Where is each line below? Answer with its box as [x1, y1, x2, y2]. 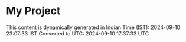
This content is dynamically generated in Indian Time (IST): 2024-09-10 [6, 24, 181, 31]
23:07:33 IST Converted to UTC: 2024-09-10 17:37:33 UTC [6, 30, 149, 37]
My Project [6, 4, 61, 18]
